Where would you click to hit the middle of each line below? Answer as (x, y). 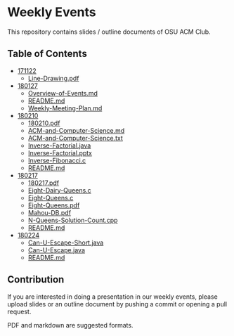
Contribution (36, 279)
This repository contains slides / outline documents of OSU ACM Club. (109, 32)
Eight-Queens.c (51, 198)
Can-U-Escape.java (57, 250)
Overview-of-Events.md (63, 93)
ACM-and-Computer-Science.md (76, 130)
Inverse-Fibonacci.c (57, 160)
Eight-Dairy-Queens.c (59, 190)
